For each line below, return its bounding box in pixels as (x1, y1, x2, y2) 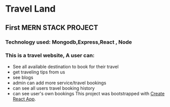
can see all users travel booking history (12, 85, 95, 91)
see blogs (12, 74, 33, 80)
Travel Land (5, 3, 56, 15)
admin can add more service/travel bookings (12, 80, 107, 86)
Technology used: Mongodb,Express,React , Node (5, 39, 132, 46)
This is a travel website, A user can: (5, 52, 95, 59)
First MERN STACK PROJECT (5, 23, 98, 32)
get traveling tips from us (12, 69, 65, 75)
